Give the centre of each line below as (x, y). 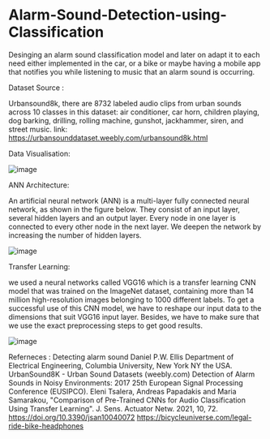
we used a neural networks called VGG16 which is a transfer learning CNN (132, 282)
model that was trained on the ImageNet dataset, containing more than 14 (131, 291)
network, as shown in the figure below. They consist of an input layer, (124, 209)
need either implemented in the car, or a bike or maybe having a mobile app (135, 63)
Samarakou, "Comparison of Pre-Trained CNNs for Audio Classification (127, 400)
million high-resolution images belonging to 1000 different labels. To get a (131, 299)
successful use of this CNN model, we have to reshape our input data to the (135, 308)
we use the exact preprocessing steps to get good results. (105, 325)
